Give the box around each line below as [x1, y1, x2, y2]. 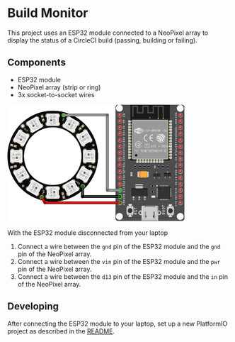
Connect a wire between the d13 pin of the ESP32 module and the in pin [17, 272, 229, 281]
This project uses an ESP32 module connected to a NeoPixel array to [7, 28, 209, 37]
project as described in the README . [7, 326, 115, 335]
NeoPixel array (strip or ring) [17, 83, 101, 92]
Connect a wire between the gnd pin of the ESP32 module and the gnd [17, 242, 221, 250]
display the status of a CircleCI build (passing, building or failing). [7, 35, 198, 44]
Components [7, 57, 66, 69]
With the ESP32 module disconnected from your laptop [7, 228, 168, 237]
